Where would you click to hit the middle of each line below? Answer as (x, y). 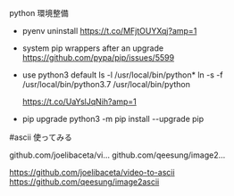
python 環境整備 (39, 13)
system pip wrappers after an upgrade (92, 48)
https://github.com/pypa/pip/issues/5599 (98, 57)
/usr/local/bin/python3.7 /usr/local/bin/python (106, 84)
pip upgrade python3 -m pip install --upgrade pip (113, 119)
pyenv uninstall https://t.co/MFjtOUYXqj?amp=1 (109, 31)
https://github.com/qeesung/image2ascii (84, 182)
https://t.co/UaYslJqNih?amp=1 (79, 102)
